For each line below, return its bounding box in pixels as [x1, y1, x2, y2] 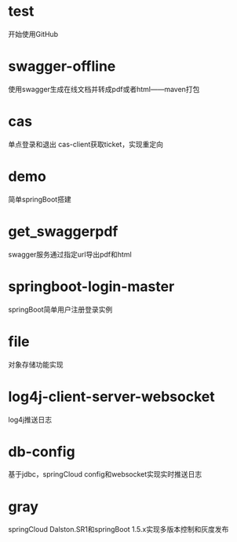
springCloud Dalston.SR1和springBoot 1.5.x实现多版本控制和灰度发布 [8, 525, 229, 534]
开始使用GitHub [8, 29, 59, 39]
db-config [8, 443, 76, 460]
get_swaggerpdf [8, 223, 118, 240]
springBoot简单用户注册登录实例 [8, 304, 113, 314]
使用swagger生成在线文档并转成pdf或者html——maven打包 [8, 84, 200, 94]
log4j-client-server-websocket [8, 388, 215, 405]
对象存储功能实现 [8, 359, 64, 369]
